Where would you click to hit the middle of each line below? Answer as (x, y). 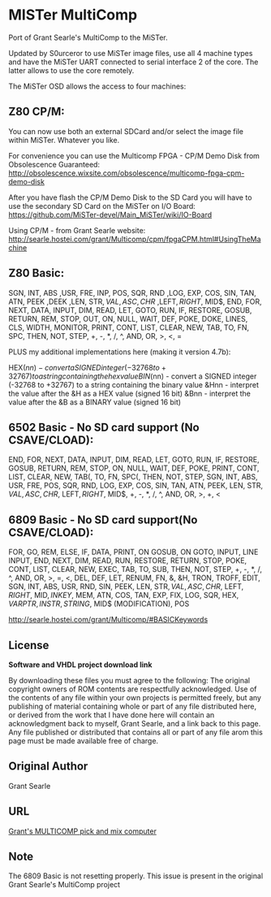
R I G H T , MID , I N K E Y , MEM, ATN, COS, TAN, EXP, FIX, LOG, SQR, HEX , (124, 596)
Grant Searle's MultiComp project (64, 885)
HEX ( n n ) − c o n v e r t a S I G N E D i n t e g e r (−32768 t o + (87, 367)
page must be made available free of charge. (84, 741)
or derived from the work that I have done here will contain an (112, 715)
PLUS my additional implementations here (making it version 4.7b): (120, 352)
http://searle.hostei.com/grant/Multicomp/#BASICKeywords (108, 620)
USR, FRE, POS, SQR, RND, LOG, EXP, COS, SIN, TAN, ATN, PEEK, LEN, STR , (136, 486)
